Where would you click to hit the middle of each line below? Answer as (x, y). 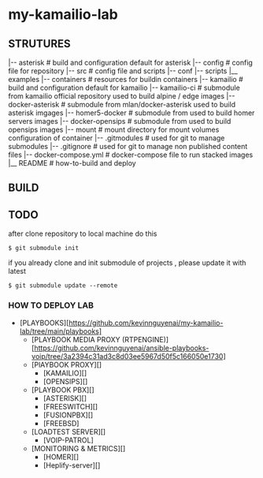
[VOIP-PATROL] (69, 440)
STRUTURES (39, 44)
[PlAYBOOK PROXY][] (67, 364)
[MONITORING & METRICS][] (78, 448)
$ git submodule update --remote (63, 286)
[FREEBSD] (61, 423)
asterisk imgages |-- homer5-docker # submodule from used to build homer (131, 113)
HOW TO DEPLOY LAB (51, 305)
